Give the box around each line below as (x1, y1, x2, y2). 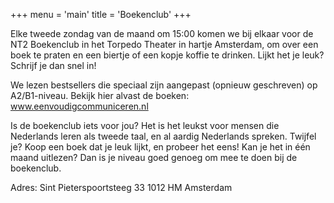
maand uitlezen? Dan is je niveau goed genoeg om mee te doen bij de (10, 152, 298, 163)
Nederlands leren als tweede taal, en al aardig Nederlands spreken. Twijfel (10, 130, 317, 142)
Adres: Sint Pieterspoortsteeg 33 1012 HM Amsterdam (10, 182, 233, 193)
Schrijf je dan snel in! (10, 60, 97, 71)
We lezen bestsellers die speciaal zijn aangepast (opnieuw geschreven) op (10, 79, 318, 91)
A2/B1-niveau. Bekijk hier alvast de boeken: (10, 90, 190, 101)
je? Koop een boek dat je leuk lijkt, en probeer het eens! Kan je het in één (10, 141, 311, 153)
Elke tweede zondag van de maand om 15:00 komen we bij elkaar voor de (10, 28, 314, 39)
